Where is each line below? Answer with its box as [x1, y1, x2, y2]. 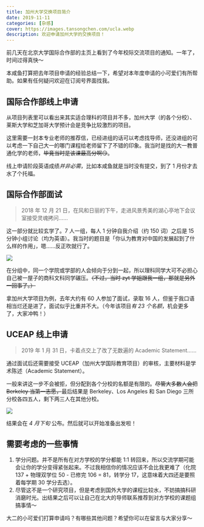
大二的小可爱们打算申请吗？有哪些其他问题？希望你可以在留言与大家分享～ [6, 514, 192, 522]
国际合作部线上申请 [6, 97, 78, 107]
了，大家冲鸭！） [6, 310, 49, 317]
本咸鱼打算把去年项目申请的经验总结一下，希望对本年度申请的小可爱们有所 [6, 69, 192, 76]
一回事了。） [6, 282, 36, 289]
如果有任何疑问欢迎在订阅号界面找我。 [16, 77, 113, 84]
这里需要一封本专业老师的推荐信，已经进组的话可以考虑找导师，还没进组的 [6, 134, 192, 141]
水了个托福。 [6, 169, 38, 177]
